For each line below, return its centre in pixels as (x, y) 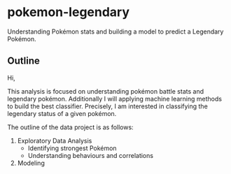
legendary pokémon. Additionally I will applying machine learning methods (115, 99)
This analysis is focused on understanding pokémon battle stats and (106, 91)
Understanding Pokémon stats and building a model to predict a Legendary (115, 31)
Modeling (31, 163)
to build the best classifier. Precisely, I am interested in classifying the (107, 106)
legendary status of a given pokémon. (62, 113)
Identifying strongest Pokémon (72, 148)
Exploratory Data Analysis (55, 140)
